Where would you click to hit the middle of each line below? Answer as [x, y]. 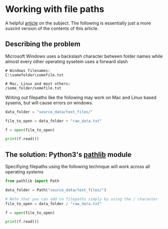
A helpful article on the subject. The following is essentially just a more [78, 23]
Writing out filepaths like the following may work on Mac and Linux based [81, 97]
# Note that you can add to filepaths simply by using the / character [81, 199]
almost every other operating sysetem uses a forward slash [66, 61]
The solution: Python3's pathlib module [68, 154]
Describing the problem [43, 44]
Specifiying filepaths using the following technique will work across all [78, 166]
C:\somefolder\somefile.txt [35, 75]
